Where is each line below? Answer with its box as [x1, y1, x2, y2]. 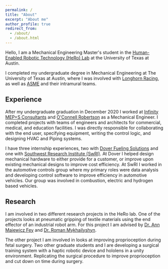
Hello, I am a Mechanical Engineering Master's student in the [5, 49, 132, 56]
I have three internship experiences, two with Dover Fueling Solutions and [5, 145, 158, 151]
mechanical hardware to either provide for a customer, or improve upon [5, 156, 154, 162]
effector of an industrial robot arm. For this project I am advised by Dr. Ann [5, 222, 160, 228]
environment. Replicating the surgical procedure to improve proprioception [5, 253, 160, 259]
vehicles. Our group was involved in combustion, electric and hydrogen [5, 177, 153, 183]
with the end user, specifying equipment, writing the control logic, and [5, 130, 151, 136]
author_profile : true [5, 21, 51, 27]
